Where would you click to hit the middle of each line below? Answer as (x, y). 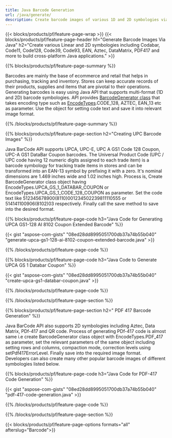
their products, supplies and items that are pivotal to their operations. (78, 87)
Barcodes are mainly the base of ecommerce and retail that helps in (77, 76)
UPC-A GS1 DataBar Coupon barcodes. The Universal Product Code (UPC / (84, 155)
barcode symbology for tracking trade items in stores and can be (74, 166)
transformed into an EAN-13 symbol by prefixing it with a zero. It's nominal (84, 171)
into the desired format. (30, 209)
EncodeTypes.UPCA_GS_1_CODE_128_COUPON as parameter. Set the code (84, 193)
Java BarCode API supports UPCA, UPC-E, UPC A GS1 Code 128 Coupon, (83, 149)
